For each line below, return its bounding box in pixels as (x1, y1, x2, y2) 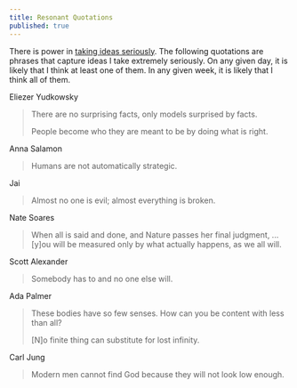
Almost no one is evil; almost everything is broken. (30, 195, 216, 206)
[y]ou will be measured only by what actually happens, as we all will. (30, 238, 282, 249)
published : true (9, 21, 69, 30)
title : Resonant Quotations (9, 12, 114, 22)
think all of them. (9, 74, 71, 85)
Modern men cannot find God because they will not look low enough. (30, 368, 285, 379)
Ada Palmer (9, 290, 52, 301)
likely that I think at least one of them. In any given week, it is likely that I (9, 64, 274, 76)
